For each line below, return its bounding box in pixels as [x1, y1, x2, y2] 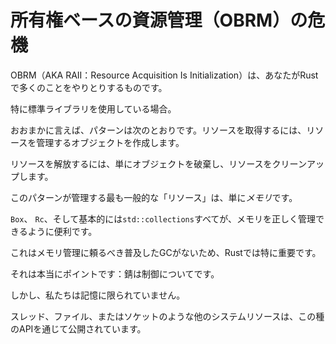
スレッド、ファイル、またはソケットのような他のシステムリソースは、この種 [10, 310, 325, 322]
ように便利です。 [27, 225, 98, 237]
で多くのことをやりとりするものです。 [10, 81, 168, 93]
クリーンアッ [271, 157, 325, 170]
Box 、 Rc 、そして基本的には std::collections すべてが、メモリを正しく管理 [10, 212, 317, 225]
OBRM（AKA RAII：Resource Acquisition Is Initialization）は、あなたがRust [10, 69, 319, 81]
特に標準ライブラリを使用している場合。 [10, 102, 177, 115]
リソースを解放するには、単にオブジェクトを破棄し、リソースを [10, 157, 273, 170]
